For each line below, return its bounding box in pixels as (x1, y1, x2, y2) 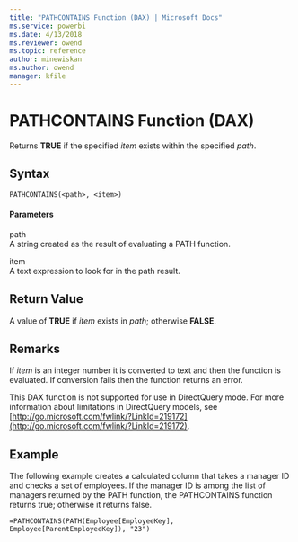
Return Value (9, 291, 83, 307)
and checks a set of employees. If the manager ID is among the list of (9, 480, 267, 491)
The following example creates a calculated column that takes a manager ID (9, 471, 290, 482)
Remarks (9, 341, 61, 356)
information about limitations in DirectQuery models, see (9, 402, 218, 413)
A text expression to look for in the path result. (9, 265, 181, 276)
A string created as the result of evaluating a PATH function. (9, 238, 231, 249)
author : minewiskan (9, 55, 83, 64)
